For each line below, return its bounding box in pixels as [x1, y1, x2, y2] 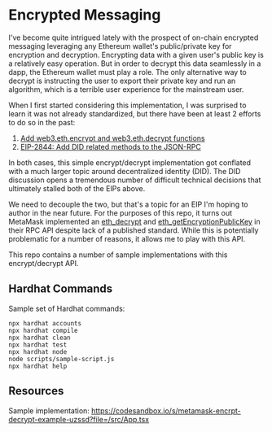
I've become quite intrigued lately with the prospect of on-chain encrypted [8, 33, 259, 42]
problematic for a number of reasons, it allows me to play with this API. [8, 233, 246, 243]
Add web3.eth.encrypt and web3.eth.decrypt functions [20, 133, 205, 143]
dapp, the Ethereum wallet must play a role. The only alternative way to [8, 67, 247, 76]
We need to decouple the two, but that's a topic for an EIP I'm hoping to [8, 199, 248, 209]
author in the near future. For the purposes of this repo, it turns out [8, 207, 233, 217]
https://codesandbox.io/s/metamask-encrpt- [90, 405, 242, 416]
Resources [8, 384, 64, 398]
